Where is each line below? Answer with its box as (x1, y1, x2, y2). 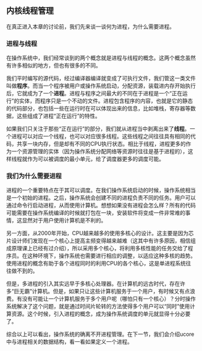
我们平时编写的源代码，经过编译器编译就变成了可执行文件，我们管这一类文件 (6, 75, 196, 82)
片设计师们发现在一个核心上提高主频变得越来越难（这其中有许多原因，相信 (6, 237, 191, 244)
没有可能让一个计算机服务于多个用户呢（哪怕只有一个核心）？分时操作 (22, 295, 196, 303)
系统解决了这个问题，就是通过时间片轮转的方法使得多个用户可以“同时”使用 (6, 303, 191, 310)
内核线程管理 (6, 5, 54, 16)
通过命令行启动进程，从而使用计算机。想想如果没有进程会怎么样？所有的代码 (6, 201, 196, 209)
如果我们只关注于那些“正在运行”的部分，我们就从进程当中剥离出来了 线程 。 (6, 125, 191, 133)
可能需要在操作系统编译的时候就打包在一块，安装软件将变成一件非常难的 (6, 209, 185, 217)
